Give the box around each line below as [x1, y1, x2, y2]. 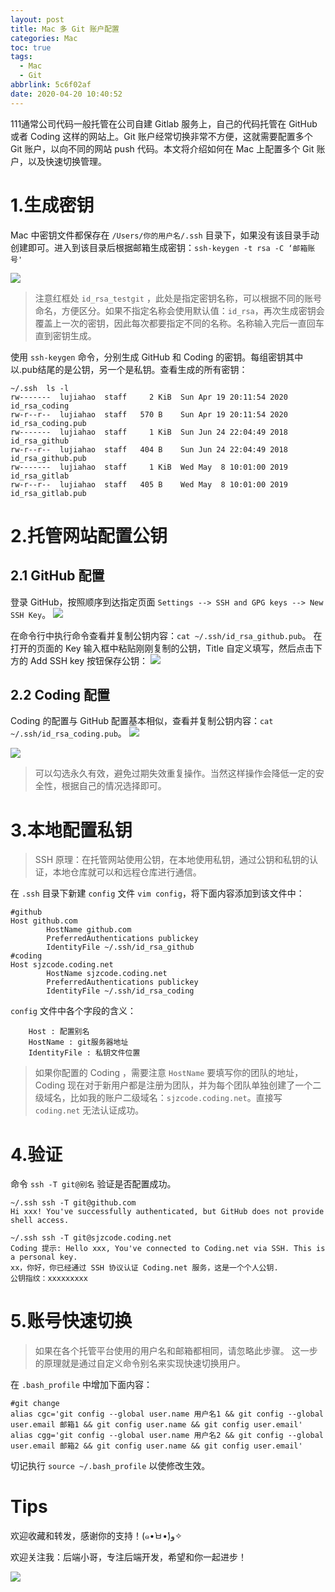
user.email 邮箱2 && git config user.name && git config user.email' [10, 1441, 303, 1451]
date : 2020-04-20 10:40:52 [10, 89, 123, 99]
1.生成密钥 [10, 194, 95, 216]
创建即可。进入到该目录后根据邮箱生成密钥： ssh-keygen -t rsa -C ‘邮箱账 [10, 241, 316, 253]
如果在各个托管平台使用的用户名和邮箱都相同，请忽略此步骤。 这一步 [34, 1345, 318, 1357]
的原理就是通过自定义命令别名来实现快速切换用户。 [34, 1357, 246, 1370]
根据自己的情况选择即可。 [61, 780, 167, 792]
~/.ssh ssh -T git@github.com [10, 1198, 137, 1208]
